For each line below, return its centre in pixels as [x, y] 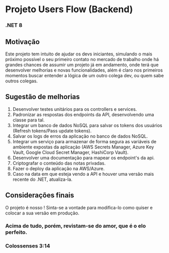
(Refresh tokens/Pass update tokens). [52, 131]
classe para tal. [28, 120]
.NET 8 [14, 25]
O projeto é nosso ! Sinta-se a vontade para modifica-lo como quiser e [79, 207]
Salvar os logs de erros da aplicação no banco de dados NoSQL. [80, 136]
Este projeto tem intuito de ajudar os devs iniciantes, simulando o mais [79, 54]
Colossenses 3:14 [28, 246]
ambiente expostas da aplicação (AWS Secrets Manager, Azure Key [83, 147]
